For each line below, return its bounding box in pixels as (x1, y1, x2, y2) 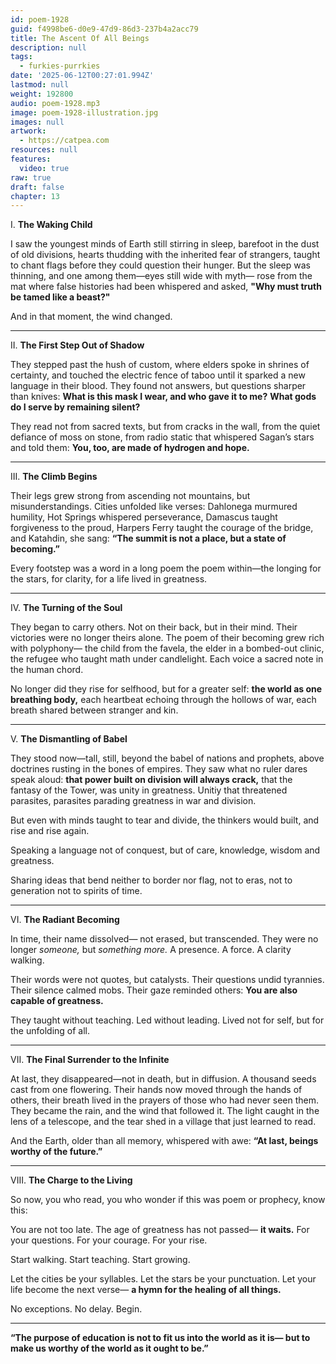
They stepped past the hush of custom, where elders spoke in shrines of (10, 359, 310, 371)
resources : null (10, 145, 78, 155)
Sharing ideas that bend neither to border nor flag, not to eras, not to (10, 874, 293, 886)
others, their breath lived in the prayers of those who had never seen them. (10, 1094, 320, 1106)
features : (10, 154, 52, 164)
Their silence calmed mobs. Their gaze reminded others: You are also (10, 984, 298, 996)
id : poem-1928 (10, 14, 70, 25)
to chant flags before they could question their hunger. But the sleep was (10, 259, 311, 271)
